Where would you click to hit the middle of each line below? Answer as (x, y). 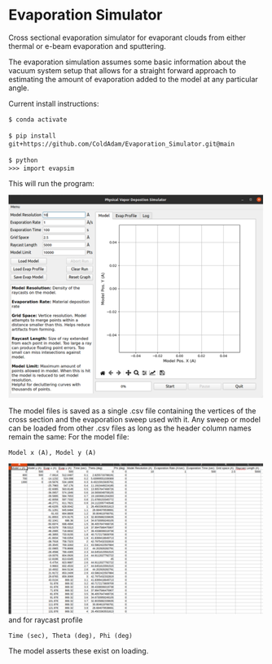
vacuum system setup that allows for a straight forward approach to (122, 70)
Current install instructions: (54, 103)
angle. (19, 88)
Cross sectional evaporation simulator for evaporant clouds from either (127, 37)
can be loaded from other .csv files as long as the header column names (130, 428)
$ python (23, 160)
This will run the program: (52, 183)
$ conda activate (38, 120)
